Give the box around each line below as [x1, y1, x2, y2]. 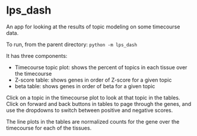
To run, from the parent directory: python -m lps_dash [6, 41, 138, 48]
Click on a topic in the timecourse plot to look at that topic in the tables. [6, 94, 180, 101]
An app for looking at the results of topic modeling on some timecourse [6, 23, 180, 30]
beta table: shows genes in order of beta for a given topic [14, 82, 155, 89]
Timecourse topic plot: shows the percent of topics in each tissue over [14, 63, 188, 71]
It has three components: [6, 52, 68, 59]
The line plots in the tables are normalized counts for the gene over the [6, 118, 180, 125]
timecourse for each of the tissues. [6, 124, 92, 131]
